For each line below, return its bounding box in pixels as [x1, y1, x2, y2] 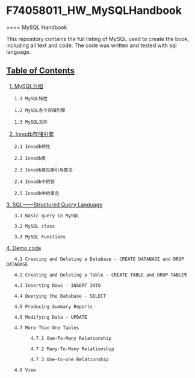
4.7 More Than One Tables [14, 324, 79, 331]
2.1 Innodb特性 [14, 143, 51, 150]
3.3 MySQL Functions [14, 234, 66, 240]
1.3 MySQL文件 [14, 119, 48, 125]
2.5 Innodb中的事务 [14, 190, 60, 196]
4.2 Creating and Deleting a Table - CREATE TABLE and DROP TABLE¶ [14, 272, 187, 278]
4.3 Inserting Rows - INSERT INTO [14, 282, 101, 289]
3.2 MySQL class [14, 223, 55, 229]
